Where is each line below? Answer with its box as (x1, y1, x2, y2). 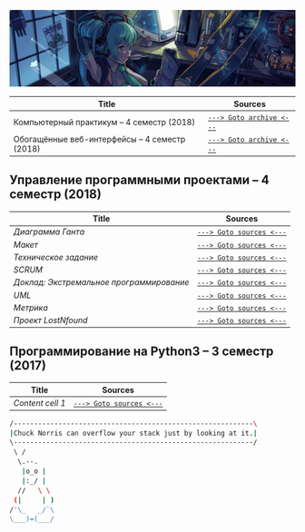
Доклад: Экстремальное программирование (13, 277, 190, 288)
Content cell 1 (13, 398, 66, 409)
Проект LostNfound (13, 315, 88, 326)
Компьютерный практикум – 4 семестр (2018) (13, 116, 195, 127)
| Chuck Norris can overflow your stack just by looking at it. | (9, 429, 258, 438)
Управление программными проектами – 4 (9, 172, 270, 188)
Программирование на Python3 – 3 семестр (9, 344, 274, 360)
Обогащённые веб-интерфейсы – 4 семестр (13, 133, 186, 145)
